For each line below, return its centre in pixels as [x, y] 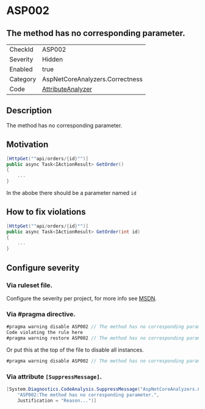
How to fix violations [46, 212]
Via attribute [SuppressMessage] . [54, 377]
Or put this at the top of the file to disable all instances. [75, 350]
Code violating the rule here [45, 333]
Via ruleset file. [30, 285]
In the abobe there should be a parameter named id [71, 193]
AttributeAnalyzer [67, 89]
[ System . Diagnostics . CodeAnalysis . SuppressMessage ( [73, 389]
